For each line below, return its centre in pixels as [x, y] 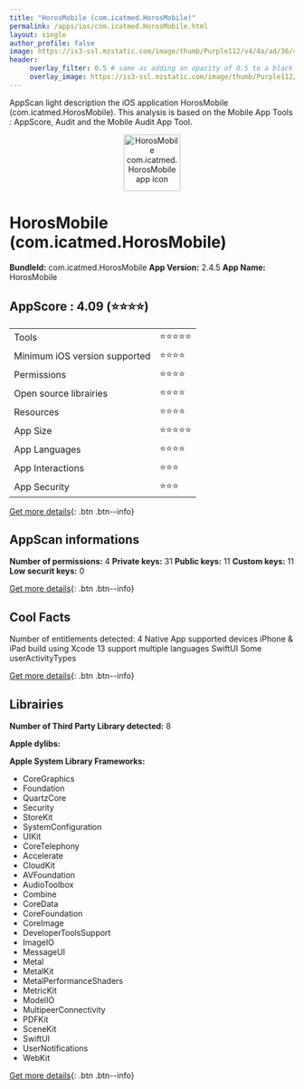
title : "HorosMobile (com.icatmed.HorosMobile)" [103, 18]
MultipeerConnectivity [64, 1009]
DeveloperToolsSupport [66, 932]
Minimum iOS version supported [82, 356]
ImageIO [38, 942]
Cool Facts [40, 617]
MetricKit [39, 990]
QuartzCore [44, 797]
